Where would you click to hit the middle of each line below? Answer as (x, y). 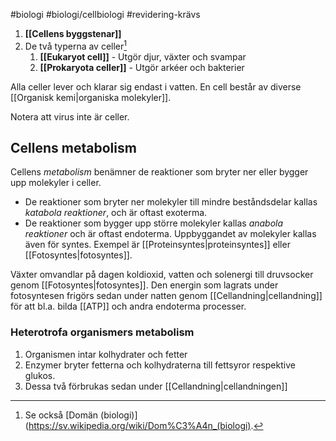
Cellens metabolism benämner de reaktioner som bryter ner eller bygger (159, 172)
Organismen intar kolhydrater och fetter (106, 354)
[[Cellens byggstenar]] (73, 33)
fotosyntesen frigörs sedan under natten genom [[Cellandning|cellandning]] (166, 296)
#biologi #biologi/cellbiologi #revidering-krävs (105, 14)
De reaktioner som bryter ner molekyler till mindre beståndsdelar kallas (171, 202)
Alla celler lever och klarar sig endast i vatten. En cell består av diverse (156, 86)
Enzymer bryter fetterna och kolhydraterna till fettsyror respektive (160, 365)
